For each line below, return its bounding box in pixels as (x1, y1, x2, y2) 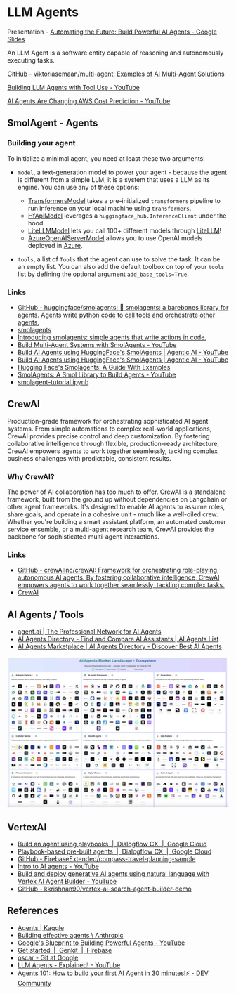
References (7, 905, 59, 917)
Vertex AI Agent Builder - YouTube (17, 877, 117, 885)
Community (17, 979, 51, 987)
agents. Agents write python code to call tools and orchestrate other (17, 310, 216, 319)
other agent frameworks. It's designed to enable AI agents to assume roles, (7, 503, 225, 511)
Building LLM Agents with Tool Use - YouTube (7, 83, 140, 91)
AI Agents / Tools (7, 608, 84, 620)
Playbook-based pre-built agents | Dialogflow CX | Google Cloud (17, 847, 212, 856)
